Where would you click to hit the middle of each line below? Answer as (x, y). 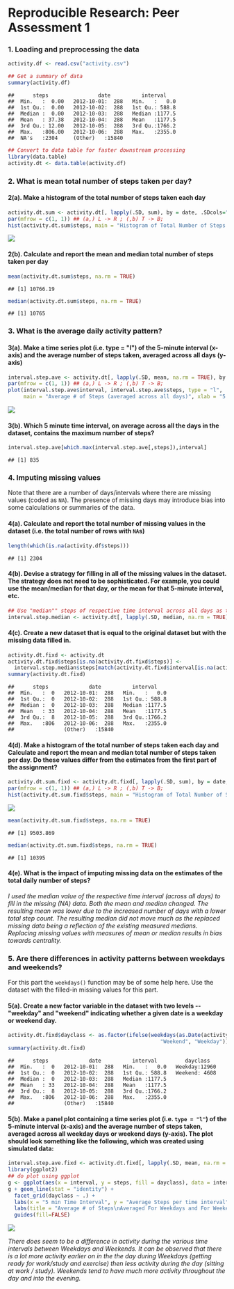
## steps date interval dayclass (109, 1061)
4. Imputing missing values (55, 478)
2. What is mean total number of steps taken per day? (100, 181)
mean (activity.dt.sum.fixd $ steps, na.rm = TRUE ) (80, 820)
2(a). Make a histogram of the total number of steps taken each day (107, 198)
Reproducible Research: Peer (94, 13)
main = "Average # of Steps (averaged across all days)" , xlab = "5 (125, 397)
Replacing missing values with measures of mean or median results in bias (115, 933)
